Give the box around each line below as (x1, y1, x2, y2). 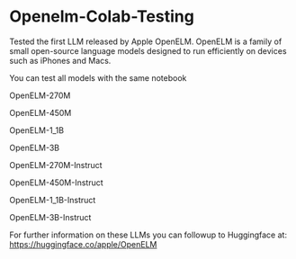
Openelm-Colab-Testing (9, 6, 195, 27)
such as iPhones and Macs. (9, 55, 112, 66)
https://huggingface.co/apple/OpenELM (9, 238, 157, 249)
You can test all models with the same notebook (9, 72, 187, 83)
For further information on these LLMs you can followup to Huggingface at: (9, 229, 288, 240)
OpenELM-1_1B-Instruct (9, 194, 96, 205)
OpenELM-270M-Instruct (9, 159, 103, 170)
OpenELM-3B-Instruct (9, 211, 92, 222)
